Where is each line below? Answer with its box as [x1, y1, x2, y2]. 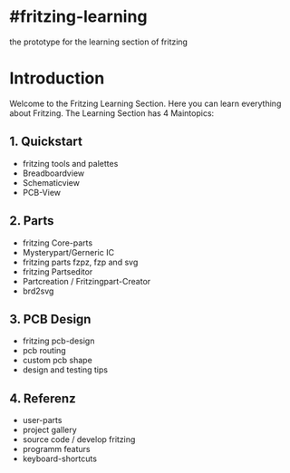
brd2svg [22, 285, 54, 296]
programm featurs [22, 444, 91, 455]
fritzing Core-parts [22, 237, 93, 248]
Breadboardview [22, 168, 84, 179]
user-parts [22, 415, 63, 426]
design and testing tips [22, 364, 109, 375]
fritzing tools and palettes [22, 158, 119, 169]
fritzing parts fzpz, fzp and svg [22, 256, 139, 267]
